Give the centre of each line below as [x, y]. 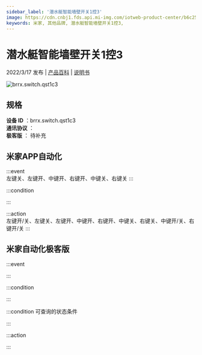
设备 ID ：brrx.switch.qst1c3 [41, 120]
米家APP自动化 [34, 156]
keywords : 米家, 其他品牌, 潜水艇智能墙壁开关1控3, [65, 23]
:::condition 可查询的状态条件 [42, 311]
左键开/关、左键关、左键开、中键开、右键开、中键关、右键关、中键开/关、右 [100, 221]
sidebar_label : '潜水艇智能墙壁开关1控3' [54, 12]
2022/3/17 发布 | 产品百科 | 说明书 [48, 72]
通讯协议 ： [20, 128]
